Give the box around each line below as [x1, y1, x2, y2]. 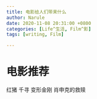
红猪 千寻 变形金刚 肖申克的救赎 [6, 86, 86, 94]
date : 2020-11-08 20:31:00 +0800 [6, 20, 92, 26]
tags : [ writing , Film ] [6, 32, 64, 38]
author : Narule [6, 15, 45, 21]
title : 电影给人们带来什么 [6, 9, 67, 15]
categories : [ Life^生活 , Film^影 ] [6, 26, 92, 32]
